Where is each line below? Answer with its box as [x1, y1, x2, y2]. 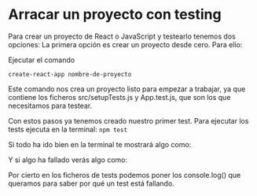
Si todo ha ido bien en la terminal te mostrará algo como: [8, 139, 192, 149]
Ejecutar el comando [8, 55, 75, 65]
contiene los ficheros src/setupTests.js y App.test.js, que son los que [8, 92, 231, 102]
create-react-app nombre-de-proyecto [8, 70, 132, 78]
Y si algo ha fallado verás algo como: [8, 155, 128, 165]
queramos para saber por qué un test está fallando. [8, 179, 174, 188]
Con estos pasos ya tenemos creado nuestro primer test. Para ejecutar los [8, 116, 249, 125]
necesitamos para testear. [8, 101, 93, 110]
